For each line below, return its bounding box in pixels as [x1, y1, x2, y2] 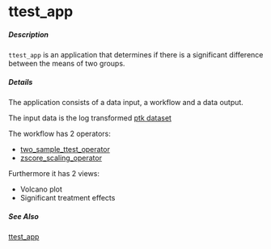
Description [8, 29, 49, 39]
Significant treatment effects [19, 193, 116, 203]
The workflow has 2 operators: [8, 129, 112, 139]
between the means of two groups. [8, 59, 125, 69]
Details [8, 77, 33, 87]
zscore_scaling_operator [19, 153, 103, 163]
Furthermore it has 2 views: [8, 169, 100, 179]
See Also [8, 211, 39, 221]
